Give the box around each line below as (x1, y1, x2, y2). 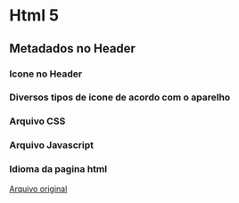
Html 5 (9, 5, 60, 26)
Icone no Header (9, 68, 83, 80)
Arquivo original (9, 183, 68, 194)
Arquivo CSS (9, 115, 66, 127)
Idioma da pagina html (9, 163, 108, 175)
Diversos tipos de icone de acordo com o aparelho (9, 91, 231, 103)
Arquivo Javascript (9, 139, 95, 151)
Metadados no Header (9, 41, 136, 56)
